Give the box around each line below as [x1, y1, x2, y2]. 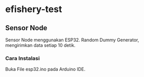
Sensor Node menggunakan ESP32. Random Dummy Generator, [5, 37, 139, 43]
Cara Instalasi [5, 54, 40, 61]
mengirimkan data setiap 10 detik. [5, 42, 76, 48]
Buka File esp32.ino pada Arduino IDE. [5, 66, 86, 72]
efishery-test [5, 4, 62, 15]
